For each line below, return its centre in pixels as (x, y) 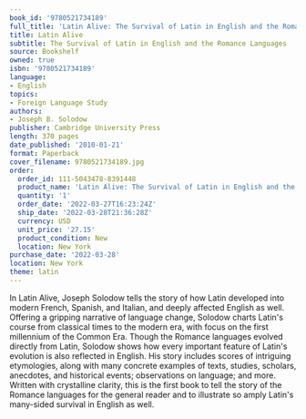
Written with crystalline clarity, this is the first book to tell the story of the (146, 384)
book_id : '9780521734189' (58, 18)
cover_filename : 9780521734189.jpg (77, 162)
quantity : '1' (44, 196)
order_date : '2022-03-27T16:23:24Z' (87, 204)
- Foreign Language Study (58, 102)
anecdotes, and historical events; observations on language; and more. (143, 375)
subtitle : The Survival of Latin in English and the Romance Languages (148, 43)
